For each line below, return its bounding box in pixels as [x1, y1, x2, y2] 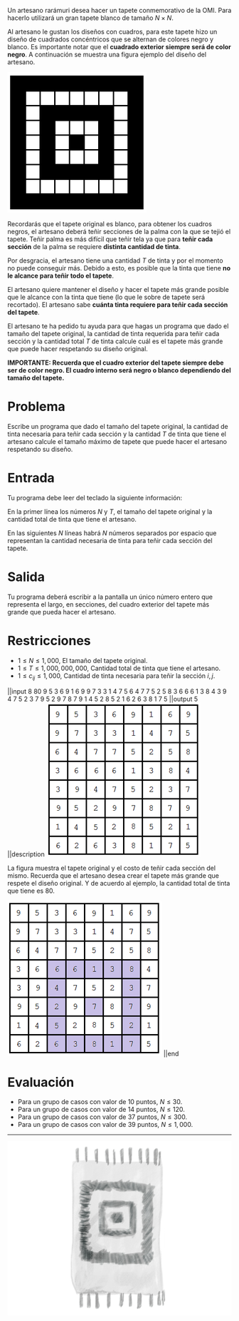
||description [7, 849, 45, 859]
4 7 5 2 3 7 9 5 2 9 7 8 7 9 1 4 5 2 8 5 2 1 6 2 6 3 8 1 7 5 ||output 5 [7, 694, 198, 703]
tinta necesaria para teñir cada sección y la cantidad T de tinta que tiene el [7, 430, 226, 438]
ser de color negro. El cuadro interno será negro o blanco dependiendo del [7, 366, 231, 374]
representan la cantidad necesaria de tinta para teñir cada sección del [7, 536, 213, 545]
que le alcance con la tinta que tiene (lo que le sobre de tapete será [7, 293, 205, 301]
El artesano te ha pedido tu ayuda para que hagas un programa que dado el [7, 322, 229, 330]
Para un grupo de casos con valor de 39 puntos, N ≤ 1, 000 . [17, 1120, 193, 1129]
